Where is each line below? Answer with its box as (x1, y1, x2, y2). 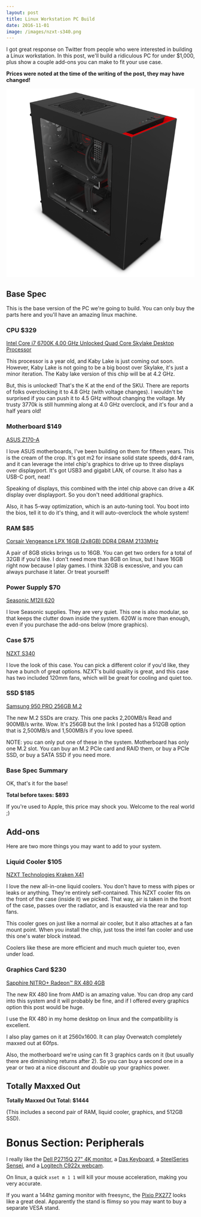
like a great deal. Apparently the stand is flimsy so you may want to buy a (6, 1198, 187, 1205)
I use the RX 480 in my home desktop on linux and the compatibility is (6, 1015, 178, 1022)
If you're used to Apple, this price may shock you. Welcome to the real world (6, 803, 195, 810)
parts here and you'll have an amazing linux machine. (6, 311, 138, 319)
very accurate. (6, 1180, 42, 1187)
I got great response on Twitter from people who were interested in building (6, 46, 193, 53)
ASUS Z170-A (6, 436, 40, 443)
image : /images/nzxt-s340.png (6, 29, 82, 35)
